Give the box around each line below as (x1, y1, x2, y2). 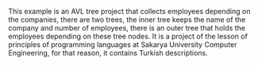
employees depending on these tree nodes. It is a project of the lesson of (8, 31, 248, 41)
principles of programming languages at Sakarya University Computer (8, 40, 237, 49)
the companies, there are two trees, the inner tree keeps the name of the (8, 15, 246, 24)
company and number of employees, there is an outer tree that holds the (8, 23, 246, 32)
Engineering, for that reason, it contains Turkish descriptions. (8, 49, 208, 57)
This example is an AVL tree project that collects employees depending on (8, 7, 251, 16)
